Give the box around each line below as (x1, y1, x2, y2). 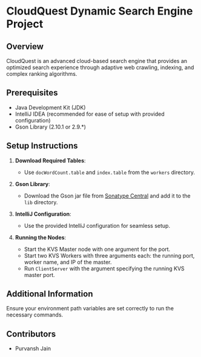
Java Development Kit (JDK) (15, 104, 86, 111)
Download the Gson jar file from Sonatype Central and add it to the (24, 192, 191, 199)
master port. (24, 271, 55, 278)
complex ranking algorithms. (6, 70, 77, 77)
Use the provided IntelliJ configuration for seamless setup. (24, 222, 171, 229)
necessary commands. (6, 311, 64, 319)
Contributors (6, 329, 56, 339)
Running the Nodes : (15, 233, 67, 241)
